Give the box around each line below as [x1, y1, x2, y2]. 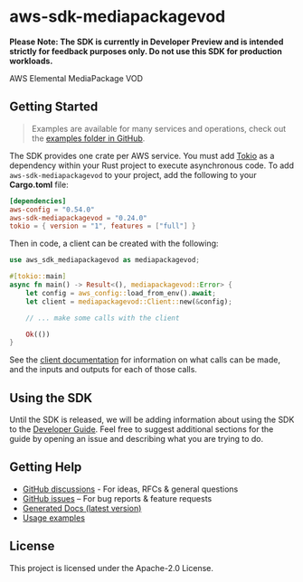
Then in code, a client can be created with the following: [9, 238, 219, 249]
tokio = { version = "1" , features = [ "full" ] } [9, 221, 196, 231]
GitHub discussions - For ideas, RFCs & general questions [22, 483, 239, 494]
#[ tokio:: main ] [9, 272, 67, 281]
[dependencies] [9, 196, 67, 205]
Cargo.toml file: [9, 179, 70, 190]
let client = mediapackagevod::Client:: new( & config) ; [25, 296, 232, 306]
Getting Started [9, 99, 99, 115]
